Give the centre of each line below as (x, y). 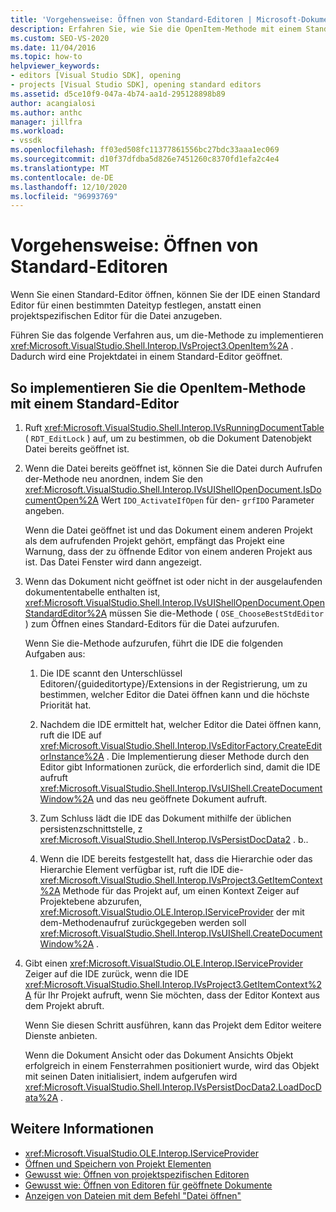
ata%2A (41, 1097)
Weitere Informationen (82, 1129)
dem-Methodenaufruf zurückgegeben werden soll (143, 922)
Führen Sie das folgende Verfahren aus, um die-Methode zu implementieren (167, 335)
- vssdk (26, 141)
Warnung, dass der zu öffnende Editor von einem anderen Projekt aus (168, 551)
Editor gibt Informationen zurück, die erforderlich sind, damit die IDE (180, 767)
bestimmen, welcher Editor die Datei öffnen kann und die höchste (174, 694)
